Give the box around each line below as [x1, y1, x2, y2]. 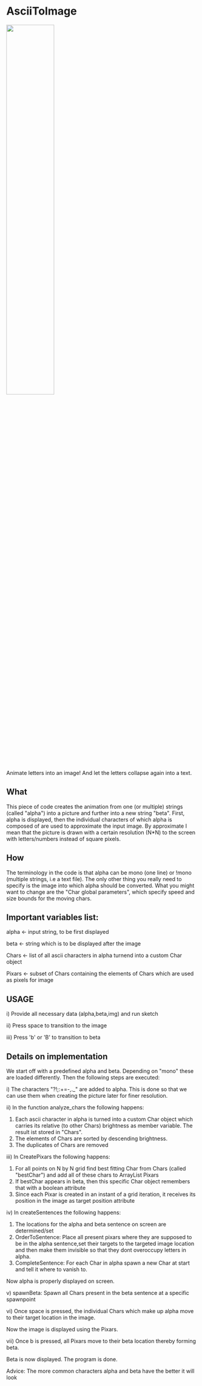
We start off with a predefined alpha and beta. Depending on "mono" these [6, 1067, 194, 1075]
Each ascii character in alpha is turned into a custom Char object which [15, 1115, 193, 1123]
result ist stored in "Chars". [15, 1129, 83, 1135]
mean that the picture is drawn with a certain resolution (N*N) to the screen [6, 828, 196, 836]
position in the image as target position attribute [15, 1197, 135, 1204]
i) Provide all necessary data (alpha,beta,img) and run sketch [6, 1010, 159, 1018]
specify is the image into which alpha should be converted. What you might [6, 882, 195, 889]
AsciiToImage [6, 4, 77, 18]
